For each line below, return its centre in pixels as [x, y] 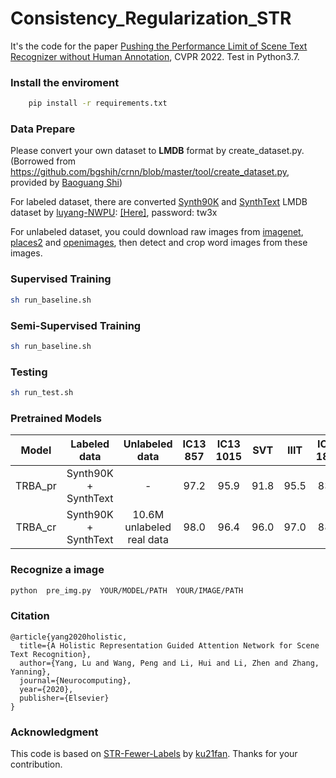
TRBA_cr [36, 527]
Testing [29, 372]
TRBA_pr [36, 486]
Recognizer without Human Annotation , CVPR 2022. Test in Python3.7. [155, 56]
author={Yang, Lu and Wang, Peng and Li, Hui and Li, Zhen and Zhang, [169, 663]
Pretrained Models [56, 418]
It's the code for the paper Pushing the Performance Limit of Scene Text [159, 46]
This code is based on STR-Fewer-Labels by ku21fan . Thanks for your [154, 753]
